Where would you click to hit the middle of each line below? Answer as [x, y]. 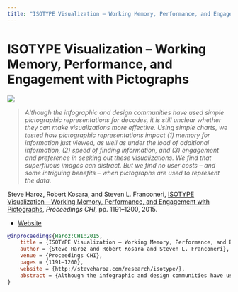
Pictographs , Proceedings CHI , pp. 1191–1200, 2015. [83, 209]
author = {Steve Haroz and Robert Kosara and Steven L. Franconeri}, [125, 249]
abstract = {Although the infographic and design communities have [121, 275]
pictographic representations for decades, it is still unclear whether [123, 120]
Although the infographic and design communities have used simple [124, 112]
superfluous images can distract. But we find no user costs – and [120, 165]
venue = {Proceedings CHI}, [61, 256]
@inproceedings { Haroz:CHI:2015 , [55, 236]
